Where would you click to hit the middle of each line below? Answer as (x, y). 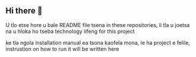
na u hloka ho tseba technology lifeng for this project (70, 31)
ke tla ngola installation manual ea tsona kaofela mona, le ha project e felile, (98, 42)
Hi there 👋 (24, 11)
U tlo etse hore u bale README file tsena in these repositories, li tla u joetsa (98, 25)
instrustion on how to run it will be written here (62, 49)
